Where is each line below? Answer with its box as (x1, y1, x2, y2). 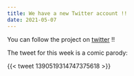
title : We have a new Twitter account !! (7, 10, 128, 17)
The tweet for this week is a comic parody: (7, 49, 129, 57)
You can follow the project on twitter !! (7, 35, 115, 43)
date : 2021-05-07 (7, 16, 57, 23)
